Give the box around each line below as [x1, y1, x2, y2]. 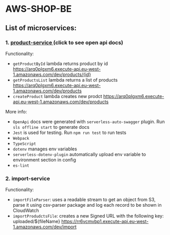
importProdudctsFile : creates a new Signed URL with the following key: [12, 213, 164, 219]
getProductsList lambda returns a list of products [12, 76, 118, 83]
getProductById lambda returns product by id [12, 60, 108, 67]
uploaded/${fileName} [12, 219, 61, 225]
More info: [5, 108, 27, 114]
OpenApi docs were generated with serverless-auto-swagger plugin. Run [12, 119, 165, 125]
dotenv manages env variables [12, 146, 77, 152]
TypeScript [12, 141, 36, 146]
